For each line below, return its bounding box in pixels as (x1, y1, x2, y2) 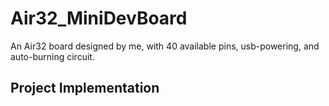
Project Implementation (10, 80, 160, 97)
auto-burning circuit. (10, 50, 95, 62)
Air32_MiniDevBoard (10, 7, 188, 30)
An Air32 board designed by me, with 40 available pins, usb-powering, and (10, 40, 320, 52)
